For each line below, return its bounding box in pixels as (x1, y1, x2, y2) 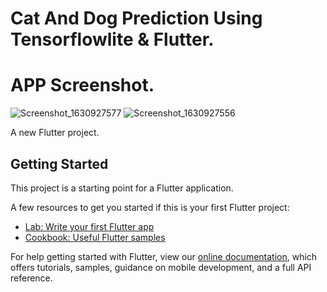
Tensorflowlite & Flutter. (10, 28, 215, 51)
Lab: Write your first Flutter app (24, 220, 155, 232)
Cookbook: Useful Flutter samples (24, 231, 166, 243)
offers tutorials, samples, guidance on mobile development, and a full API (10, 261, 312, 273)
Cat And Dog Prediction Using (10, 7, 263, 30)
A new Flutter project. (10, 127, 100, 139)
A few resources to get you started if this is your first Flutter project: (10, 201, 290, 213)
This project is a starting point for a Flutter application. (10, 182, 234, 194)
